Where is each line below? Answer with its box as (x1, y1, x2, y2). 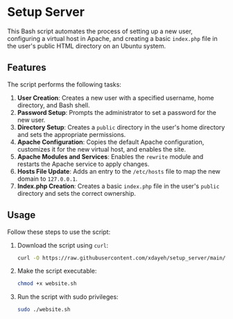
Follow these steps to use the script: (7, 228, 111, 236)
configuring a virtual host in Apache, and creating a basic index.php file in (7, 34, 218, 42)
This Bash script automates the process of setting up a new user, (7, 27, 193, 35)
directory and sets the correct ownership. (17, 189, 137, 197)
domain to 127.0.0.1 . (17, 174, 78, 183)
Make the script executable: (17, 267, 97, 275)
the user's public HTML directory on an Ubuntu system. (7, 42, 166, 50)
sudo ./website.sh (17, 306, 71, 313)
